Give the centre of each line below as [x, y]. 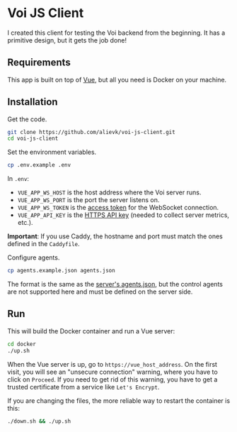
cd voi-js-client [33, 139]
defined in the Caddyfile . [44, 244]
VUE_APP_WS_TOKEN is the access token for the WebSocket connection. [118, 208]
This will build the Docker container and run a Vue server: [91, 331]
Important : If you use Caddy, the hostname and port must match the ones [115, 236]
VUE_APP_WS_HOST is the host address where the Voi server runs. [109, 192]
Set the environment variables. [52, 152]
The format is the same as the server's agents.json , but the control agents [115, 284]
